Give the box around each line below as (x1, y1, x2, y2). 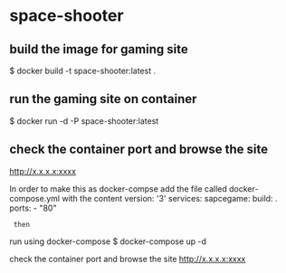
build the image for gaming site (9, 42, 188, 57)
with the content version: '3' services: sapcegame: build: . (62, 193, 278, 203)
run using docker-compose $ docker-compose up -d (9, 236, 206, 247)
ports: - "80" (9, 202, 57, 213)
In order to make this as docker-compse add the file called (9, 183, 228, 194)
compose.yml (9, 193, 61, 203)
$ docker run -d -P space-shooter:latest (9, 115, 159, 127)
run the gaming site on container (9, 91, 197, 107)
